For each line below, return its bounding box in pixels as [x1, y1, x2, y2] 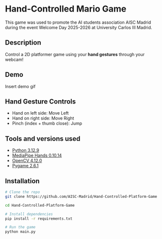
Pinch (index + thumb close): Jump [12, 120, 82, 126]
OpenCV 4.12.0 [12, 158, 42, 164]
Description [5, 39, 41, 47]
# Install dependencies [5, 211, 53, 216]
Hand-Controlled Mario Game [5, 3, 127, 15]
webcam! [5, 57, 24, 62]
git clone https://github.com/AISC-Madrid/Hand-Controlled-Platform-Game [5, 194, 158, 199]
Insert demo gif [5, 83, 36, 89]
